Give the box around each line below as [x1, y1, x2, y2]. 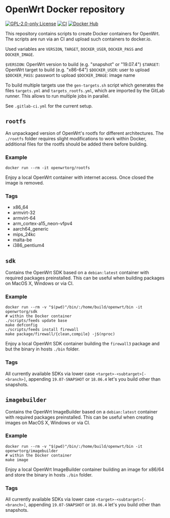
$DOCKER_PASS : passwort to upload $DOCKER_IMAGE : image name [5, 72, 135, 78]
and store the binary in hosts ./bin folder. [5, 471, 93, 478]
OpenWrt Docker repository [5, 4, 125, 15]
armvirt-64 [12, 215, 36, 221]
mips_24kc [12, 232, 36, 238]
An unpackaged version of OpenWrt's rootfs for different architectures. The [5, 130, 164, 136]
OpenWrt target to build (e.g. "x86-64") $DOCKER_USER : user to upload [5, 67, 150, 73]
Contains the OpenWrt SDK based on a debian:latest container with [5, 270, 150, 276]
